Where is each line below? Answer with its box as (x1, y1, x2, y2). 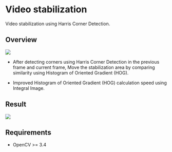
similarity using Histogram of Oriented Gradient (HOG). (12, 69, 129, 75)
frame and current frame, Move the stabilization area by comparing (12, 64, 155, 70)
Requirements (5, 128, 51, 137)
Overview (5, 35, 37, 44)
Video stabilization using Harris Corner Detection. (5, 21, 110, 27)
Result (5, 100, 27, 109)
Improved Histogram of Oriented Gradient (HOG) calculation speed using (12, 80, 167, 86)
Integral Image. (12, 85, 45, 91)
